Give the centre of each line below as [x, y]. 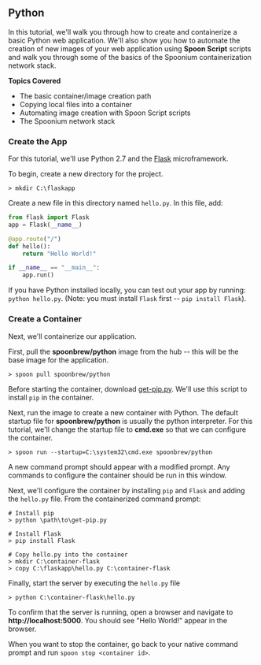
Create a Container [45, 319]
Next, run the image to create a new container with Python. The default [123, 412]
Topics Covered [35, 80]
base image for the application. [59, 360]
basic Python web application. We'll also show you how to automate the [124, 40]
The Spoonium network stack [67, 121]
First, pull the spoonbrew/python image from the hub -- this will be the [123, 351]
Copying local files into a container [75, 104]
